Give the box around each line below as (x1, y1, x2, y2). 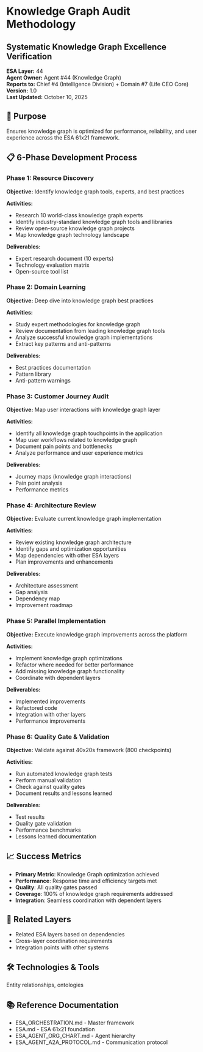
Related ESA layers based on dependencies (15, 930, 125, 938)
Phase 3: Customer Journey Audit (6, 392, 109, 400)
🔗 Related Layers (6, 914, 71, 925)
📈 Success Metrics (6, 851, 82, 862)
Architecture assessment (15, 582, 78, 589)
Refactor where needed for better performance (15, 661, 134, 668)
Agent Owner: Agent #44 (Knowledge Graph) (6, 74, 122, 81)
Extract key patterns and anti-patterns (15, 340, 112, 347)
